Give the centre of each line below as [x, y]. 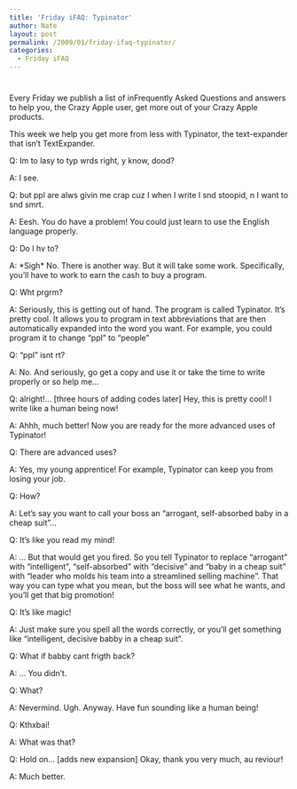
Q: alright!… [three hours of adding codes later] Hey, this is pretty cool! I [141, 399]
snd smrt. [27, 204]
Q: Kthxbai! [30, 725]
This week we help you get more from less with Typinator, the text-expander [148, 134]
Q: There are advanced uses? [63, 452]
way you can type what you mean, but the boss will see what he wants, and [147, 586]
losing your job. [38, 479]
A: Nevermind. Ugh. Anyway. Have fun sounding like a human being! [134, 708]
